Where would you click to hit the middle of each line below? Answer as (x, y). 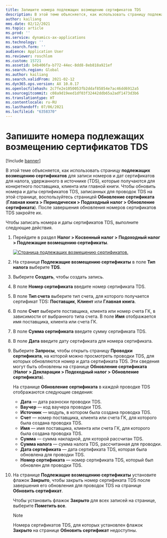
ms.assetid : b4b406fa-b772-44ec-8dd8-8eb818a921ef (59, 65)
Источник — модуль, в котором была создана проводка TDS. (86, 412)
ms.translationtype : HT (30, 98)
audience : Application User (35, 51)
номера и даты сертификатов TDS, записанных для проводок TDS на (79, 191)
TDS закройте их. (24, 213)
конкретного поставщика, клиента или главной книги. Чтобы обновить (81, 186)
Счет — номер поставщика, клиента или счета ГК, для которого (88, 417)
